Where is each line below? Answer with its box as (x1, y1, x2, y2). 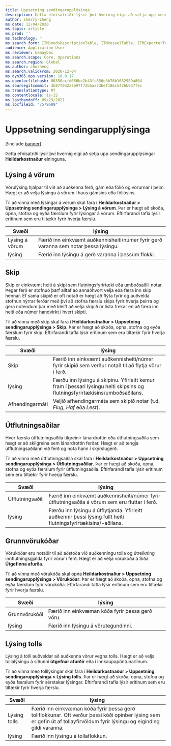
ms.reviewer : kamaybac (5, 50, 53, 55)
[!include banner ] (5, 141, 42, 147)
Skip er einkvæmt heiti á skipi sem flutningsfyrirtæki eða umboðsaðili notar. (5, 282, 163, 288)
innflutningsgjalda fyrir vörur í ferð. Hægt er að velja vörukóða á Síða (5, 555, 149, 562)
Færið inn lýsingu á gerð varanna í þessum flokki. (38, 251, 155, 258)
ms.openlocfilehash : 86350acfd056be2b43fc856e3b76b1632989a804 (5, 78, 142, 83)
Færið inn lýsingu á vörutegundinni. (48, 622, 132, 630)
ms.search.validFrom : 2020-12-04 (5, 69, 76, 74)
